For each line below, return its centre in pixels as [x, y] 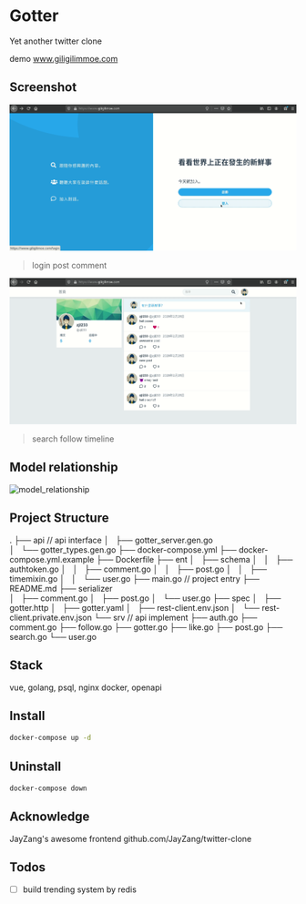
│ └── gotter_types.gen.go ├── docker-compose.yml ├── [123, 549]
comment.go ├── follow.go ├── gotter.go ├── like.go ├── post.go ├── [146, 627]
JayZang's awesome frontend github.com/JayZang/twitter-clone [131, 838]
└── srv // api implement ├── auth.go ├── [176, 617]
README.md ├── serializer [61, 588]
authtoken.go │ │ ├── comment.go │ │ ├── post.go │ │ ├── [138, 569]
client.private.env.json [51, 617]
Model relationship [64, 467]
